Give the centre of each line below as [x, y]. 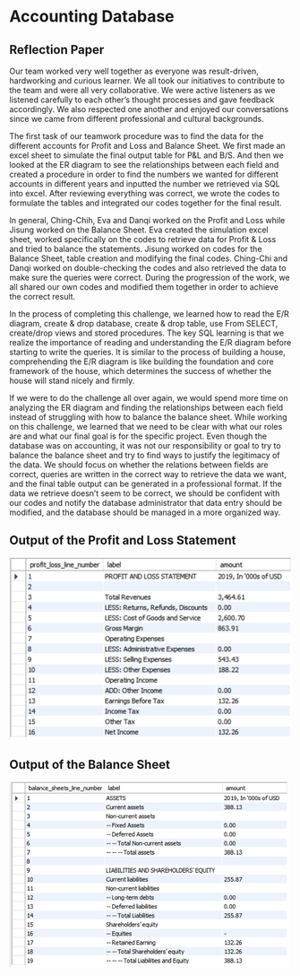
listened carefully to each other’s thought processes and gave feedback [142, 100]
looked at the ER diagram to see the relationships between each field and [144, 165]
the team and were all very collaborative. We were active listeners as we [142, 90]
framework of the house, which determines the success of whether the [140, 371]
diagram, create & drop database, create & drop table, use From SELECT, [144, 323]
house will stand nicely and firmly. [72, 380]
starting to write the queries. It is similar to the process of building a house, [147, 352]
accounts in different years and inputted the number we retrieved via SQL [145, 184]
